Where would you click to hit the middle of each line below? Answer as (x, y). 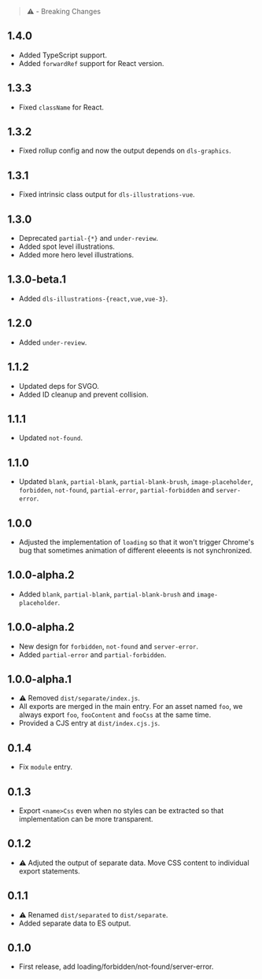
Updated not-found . (51, 438)
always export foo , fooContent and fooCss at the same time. (115, 715)
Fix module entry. (45, 767)
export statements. (49, 871)
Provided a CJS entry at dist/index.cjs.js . (89, 723)
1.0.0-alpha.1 (39, 679)
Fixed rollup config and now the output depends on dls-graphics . (125, 151)
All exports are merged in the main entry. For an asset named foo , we (131, 707)
